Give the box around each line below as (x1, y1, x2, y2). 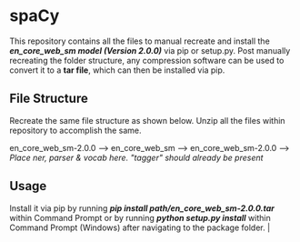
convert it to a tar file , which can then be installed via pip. (9, 65, 225, 76)
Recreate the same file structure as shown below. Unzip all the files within (9, 115, 285, 126)
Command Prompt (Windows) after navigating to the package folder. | (9, 222, 271, 233)
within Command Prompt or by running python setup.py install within (9, 212, 271, 223)
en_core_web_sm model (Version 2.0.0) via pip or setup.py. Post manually (9, 45, 291, 55)
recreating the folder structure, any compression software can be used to (9, 55, 285, 66)
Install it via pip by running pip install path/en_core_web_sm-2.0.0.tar (9, 202, 275, 214)
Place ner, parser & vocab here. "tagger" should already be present (9, 152, 264, 163)
